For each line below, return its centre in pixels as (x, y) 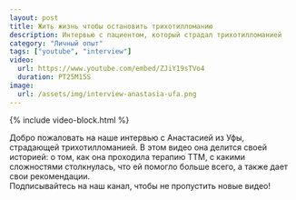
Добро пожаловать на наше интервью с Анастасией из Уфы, (127, 137)
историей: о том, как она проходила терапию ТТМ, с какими (127, 156)
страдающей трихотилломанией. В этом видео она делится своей (138, 147)
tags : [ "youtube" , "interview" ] (70, 52)
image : (22, 85)
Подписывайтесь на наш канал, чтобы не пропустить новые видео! (140, 185)
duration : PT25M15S (54, 77)
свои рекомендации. (50, 176)
